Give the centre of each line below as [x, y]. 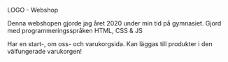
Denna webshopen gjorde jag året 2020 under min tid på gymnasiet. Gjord [114, 23]
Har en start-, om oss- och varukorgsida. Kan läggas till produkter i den [110, 44]
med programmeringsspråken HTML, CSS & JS [75, 31]
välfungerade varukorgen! [45, 51]
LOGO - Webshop [33, 10]
